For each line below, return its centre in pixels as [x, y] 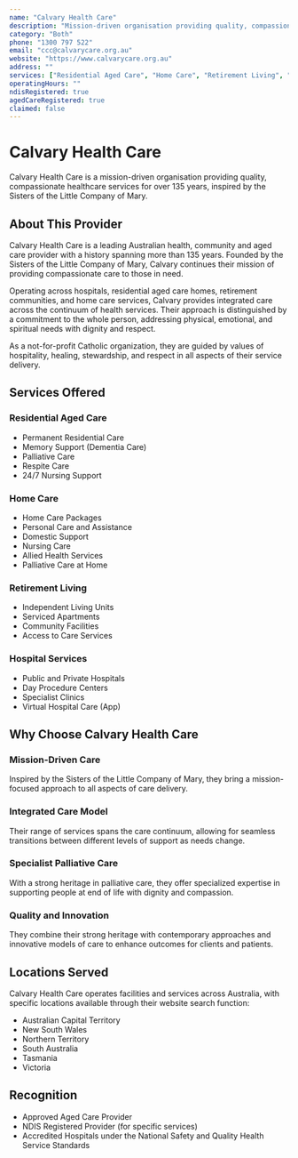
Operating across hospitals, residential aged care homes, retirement [133, 291]
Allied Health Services [63, 555]
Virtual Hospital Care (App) [71, 706]
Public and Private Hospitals [74, 678]
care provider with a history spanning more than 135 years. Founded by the [146, 255]
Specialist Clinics [53, 697]
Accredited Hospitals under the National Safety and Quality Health [143, 1136]
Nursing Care [46, 546]
